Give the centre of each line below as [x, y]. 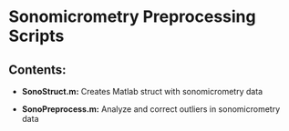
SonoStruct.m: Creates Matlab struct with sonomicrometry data [142, 91]
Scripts [36, 36]
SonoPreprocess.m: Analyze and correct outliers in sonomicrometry [150, 109]
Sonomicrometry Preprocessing [132, 17]
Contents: [37, 70]
